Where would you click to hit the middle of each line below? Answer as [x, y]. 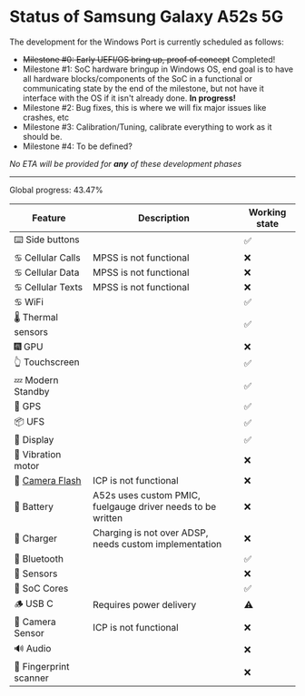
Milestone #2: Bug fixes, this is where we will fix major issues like [144, 107]
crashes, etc [46, 117]
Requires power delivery [144, 605]
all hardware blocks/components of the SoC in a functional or [137, 78]
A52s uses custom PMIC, [147, 495]
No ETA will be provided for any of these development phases [126, 163]
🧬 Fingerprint [42, 666]
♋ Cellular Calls [47, 258]
